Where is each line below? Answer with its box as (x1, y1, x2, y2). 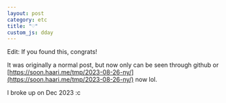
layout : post (7, 10, 45, 17)
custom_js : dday (7, 29, 53, 36)
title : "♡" (7, 23, 38, 29)
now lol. (135, 76, 158, 84)
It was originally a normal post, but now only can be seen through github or (7, 61, 219, 69)
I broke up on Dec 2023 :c (7, 89, 81, 97)
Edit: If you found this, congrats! (7, 48, 98, 56)
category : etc (7, 16, 48, 23)
